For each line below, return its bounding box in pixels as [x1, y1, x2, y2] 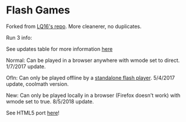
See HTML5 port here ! [6, 109, 60, 116]
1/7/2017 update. [6, 62, 46, 70]
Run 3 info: [6, 34, 32, 41]
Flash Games [6, 4, 71, 17]
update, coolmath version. [6, 80, 69, 88]
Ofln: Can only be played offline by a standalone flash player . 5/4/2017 [6, 74, 175, 81]
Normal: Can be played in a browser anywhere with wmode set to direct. [6, 57, 180, 64]
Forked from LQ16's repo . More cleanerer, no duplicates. [6, 23, 142, 30]
